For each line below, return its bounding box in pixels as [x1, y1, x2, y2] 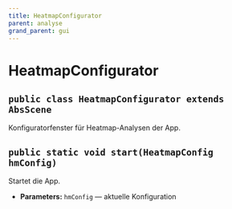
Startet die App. [8, 176, 61, 186]
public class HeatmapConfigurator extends [8, 93, 225, 104]
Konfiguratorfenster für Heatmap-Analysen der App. [8, 123, 181, 133]
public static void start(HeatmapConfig [8, 146, 214, 158]
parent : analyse [8, 19, 63, 27]
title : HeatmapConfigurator [8, 11, 103, 20]
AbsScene [8, 104, 52, 115]
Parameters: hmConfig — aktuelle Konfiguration [19, 192, 177, 202]
